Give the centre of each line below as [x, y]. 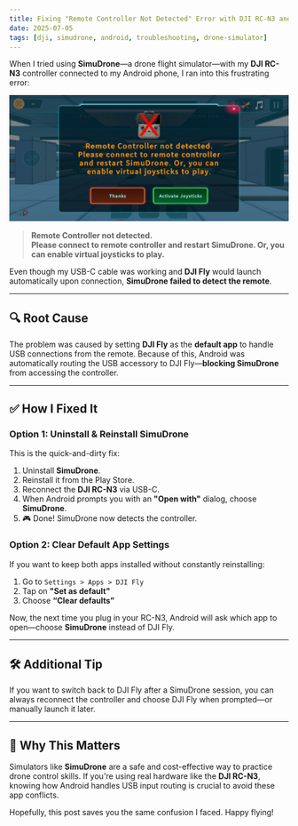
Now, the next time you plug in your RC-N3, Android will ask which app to [143, 617]
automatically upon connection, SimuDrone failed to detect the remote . [141, 281]
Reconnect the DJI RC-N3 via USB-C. [90, 490]
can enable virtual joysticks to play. [98, 254]
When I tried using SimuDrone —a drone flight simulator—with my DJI [136, 64]
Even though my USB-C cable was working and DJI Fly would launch [135, 271]
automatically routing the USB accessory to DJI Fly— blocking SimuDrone [144, 363]
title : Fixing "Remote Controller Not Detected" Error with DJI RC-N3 [142, 19]
